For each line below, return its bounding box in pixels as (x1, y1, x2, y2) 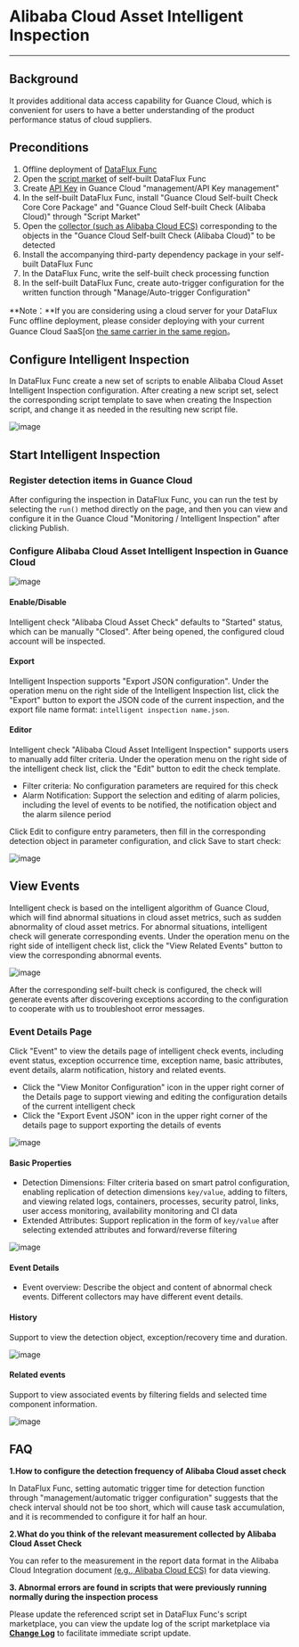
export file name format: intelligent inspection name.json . (9, 704, 230, 715)
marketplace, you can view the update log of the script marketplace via (9, 1618, 271, 1628)
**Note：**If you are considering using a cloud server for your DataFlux (9, 305, 278, 315)
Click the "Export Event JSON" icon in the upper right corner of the (21, 1110, 269, 1121)
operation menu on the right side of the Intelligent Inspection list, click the (9, 684, 279, 696)
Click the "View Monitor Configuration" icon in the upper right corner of (21, 1082, 285, 1093)
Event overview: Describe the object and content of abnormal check (21, 1282, 273, 1293)
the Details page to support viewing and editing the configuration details (21, 1092, 287, 1102)
